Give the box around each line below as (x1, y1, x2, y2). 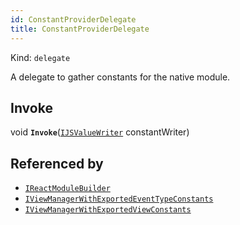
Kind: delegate (10, 51, 71, 63)
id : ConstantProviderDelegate (10, 14, 137, 25)
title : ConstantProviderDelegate (10, 24, 150, 34)
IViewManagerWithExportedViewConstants (24, 205, 192, 215)
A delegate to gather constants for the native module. (10, 71, 231, 83)
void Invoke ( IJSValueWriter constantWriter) (10, 126, 190, 138)
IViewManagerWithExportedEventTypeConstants (24, 194, 214, 205)
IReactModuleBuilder (24, 184, 111, 194)
